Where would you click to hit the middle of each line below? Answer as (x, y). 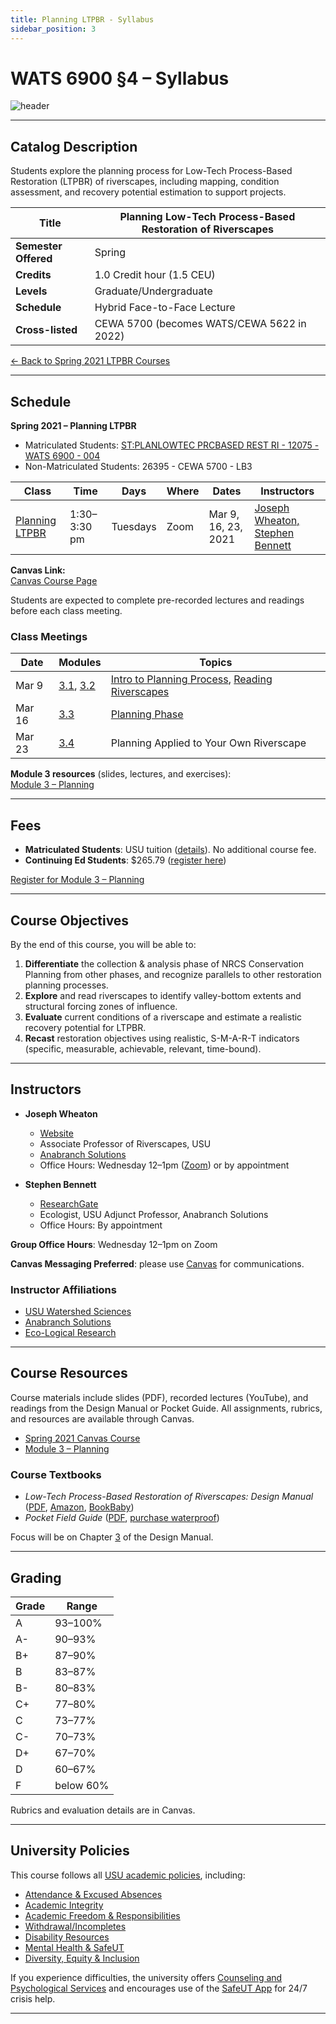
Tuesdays (134, 527)
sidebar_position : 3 (53, 29)
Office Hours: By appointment (101, 1225)
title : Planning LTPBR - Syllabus (82, 19)
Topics (216, 663)
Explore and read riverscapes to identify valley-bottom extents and (163, 995)
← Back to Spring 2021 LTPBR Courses (90, 361)
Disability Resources (67, 1937)
